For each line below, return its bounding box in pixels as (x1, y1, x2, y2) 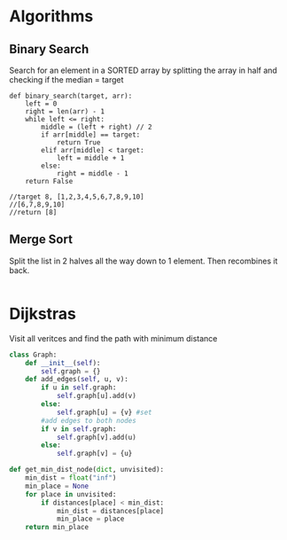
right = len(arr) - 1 (25, 107, 105, 116)
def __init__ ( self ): (25, 358, 101, 367)
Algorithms (9, 6, 94, 27)
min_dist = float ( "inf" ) (25, 473, 117, 482)
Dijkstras (9, 304, 77, 324)
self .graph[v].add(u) (56, 433, 137, 442)
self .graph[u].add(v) (56, 392, 137, 401)
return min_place (25, 523, 89, 532)
